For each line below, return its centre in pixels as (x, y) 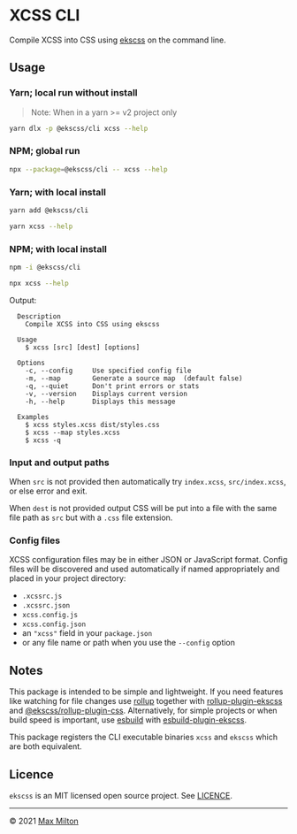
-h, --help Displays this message (100, 402)
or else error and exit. (49, 491)
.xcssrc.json (46, 606)
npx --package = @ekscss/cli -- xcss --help (88, 169)
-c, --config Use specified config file (108, 371)
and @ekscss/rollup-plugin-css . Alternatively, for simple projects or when (143, 711)
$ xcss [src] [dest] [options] (83, 347)
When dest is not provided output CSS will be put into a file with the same (143, 509)
